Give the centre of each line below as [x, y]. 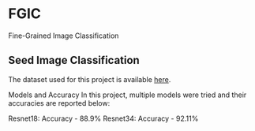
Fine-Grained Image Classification [64, 36]
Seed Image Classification [74, 60]
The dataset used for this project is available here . [90, 79]
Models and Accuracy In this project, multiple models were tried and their [127, 95]
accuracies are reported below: [59, 103]
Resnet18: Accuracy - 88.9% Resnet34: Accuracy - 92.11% [103, 118]
